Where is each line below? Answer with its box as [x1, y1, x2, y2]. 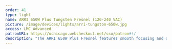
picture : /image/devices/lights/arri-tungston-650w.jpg [5, 21, 127, 27]
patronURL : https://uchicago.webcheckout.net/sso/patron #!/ [5, 31, 137, 36]
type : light [5, 12, 31, 17]
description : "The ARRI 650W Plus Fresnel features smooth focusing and [5, 36, 164, 41]
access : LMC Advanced [5, 27, 52, 32]
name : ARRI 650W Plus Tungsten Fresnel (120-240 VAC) [5, 17, 123, 22]
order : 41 [5, 7, 27, 13]
